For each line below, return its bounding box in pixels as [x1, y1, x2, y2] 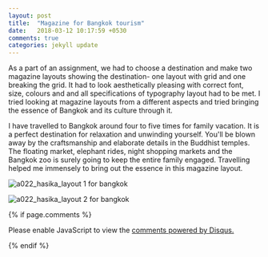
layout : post [8, 11, 52, 20]
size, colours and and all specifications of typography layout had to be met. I [8, 89, 261, 98]
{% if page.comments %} [8, 210, 92, 219]
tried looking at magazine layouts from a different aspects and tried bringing [8, 97, 259, 107]
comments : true [8, 34, 59, 42]
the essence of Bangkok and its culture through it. [8, 105, 174, 116]
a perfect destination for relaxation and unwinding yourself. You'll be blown [8, 129, 256, 140]
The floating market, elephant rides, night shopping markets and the [8, 147, 233, 156]
